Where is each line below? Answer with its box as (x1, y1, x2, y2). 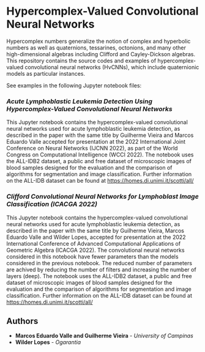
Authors (6, 316, 39, 326)
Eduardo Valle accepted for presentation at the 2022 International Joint (6, 138, 185, 145)
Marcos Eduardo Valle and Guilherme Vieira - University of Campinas (15, 332, 194, 340)
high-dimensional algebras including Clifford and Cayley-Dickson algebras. (6, 50, 196, 57)
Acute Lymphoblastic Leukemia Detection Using (6, 97, 153, 105)
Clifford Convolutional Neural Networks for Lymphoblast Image (6, 193, 199, 201)
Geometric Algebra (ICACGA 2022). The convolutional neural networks (6, 246, 185, 254)
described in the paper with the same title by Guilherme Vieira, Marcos (6, 227, 185, 234)
